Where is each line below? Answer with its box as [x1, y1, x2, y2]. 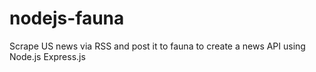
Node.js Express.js [9, 50, 86, 62]
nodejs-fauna [9, 7, 125, 30]
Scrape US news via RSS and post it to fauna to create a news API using [9, 40, 306, 52]
